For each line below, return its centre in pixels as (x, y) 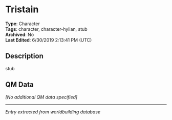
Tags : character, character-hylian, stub (47, 29)
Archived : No (20, 34)
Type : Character (23, 24)
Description (24, 56)
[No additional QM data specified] (41, 97)
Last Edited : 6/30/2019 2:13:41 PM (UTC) (49, 40)
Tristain (22, 9)
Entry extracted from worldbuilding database (53, 112)
